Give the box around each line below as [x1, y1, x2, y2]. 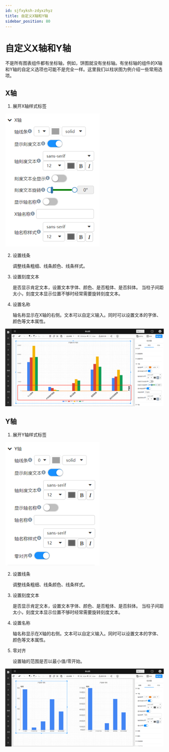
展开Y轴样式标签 [12, 431, 47, 437]
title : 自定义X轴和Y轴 [5, 13, 48, 19]
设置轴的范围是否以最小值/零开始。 [12, 659, 85, 665]
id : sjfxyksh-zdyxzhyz [5, 8, 53, 13]
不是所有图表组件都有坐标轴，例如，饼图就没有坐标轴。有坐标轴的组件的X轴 [5, 60, 162, 66]
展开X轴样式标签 [12, 103, 47, 109]
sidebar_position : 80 [5, 19, 51, 24]
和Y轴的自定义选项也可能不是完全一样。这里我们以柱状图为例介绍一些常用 [5, 66, 158, 72]
